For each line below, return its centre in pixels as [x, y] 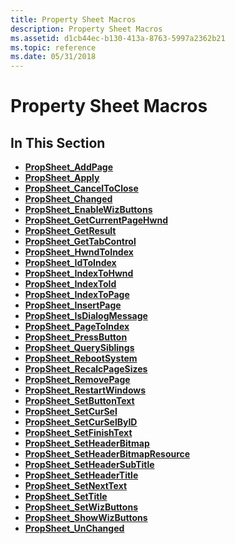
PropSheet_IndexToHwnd [79, 273]
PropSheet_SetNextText [76, 486]
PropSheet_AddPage [68, 167]
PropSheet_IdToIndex [70, 263]
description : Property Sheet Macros [86, 29]
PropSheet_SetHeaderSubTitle [89, 465]
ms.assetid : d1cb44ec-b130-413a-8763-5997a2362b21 [118, 38]
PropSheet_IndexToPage [77, 295]
